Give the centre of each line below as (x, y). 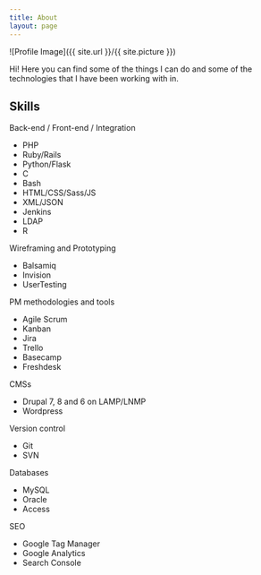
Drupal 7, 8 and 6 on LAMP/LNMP (84, 402)
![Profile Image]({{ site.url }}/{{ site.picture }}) (93, 51)
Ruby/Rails (42, 155)
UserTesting (44, 285)
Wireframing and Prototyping (63, 248)
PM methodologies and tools (62, 302)
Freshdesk (42, 367)
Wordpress (42, 411)
